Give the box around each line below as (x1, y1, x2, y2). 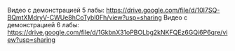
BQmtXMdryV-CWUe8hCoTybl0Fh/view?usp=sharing (7, 13, 163, 22)
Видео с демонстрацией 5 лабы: (7, 6, 105, 14)
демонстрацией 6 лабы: (7, 21, 79, 29)
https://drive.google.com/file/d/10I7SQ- (106, 6, 220, 14)
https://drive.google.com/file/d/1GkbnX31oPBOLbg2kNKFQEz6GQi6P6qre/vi (7, 28, 228, 36)
